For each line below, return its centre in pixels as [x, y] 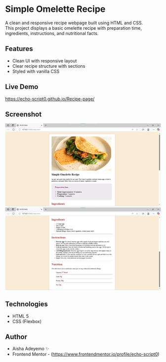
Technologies [27, 304]
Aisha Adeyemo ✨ [31, 349]
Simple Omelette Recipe [55, 9]
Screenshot [23, 114]
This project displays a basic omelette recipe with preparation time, [74, 28]
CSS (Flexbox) [27, 321]
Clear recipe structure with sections [49, 66]
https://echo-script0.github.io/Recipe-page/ [50, 99]
